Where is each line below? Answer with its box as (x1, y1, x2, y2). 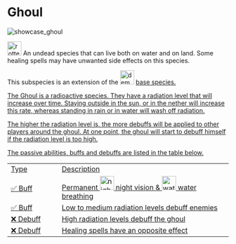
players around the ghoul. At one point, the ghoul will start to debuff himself (7, 127, 226, 135)
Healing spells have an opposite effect (62, 225, 188, 235)
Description (62, 164, 100, 174)
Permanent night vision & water (62, 182, 197, 192)
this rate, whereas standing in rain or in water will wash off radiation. (7, 106, 205, 114)
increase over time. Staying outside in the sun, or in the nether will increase (7, 99, 225, 107)
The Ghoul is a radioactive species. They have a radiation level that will (7, 91, 213, 100)
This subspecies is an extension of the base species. (7, 78, 176, 86)
